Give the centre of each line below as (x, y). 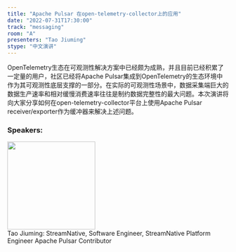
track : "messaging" (36, 27)
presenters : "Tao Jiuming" (47, 40)
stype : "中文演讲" (32, 46)
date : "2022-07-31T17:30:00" (50, 20)
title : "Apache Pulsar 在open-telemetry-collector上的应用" (94, 14)
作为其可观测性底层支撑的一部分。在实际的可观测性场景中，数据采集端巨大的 (118, 85)
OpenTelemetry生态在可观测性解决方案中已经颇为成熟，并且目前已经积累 (112, 67)
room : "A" (22, 33)
